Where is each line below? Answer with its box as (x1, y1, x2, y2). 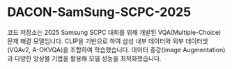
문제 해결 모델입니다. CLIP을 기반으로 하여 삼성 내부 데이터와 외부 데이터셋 (7, 36, 208, 45)
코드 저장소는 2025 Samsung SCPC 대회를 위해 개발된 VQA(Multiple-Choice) (7, 28, 222, 36)
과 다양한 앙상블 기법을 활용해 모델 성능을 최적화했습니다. (7, 54, 162, 63)
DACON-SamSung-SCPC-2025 (7, 4, 192, 20)
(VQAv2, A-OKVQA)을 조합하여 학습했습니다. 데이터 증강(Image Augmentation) (7, 45, 226, 54)
